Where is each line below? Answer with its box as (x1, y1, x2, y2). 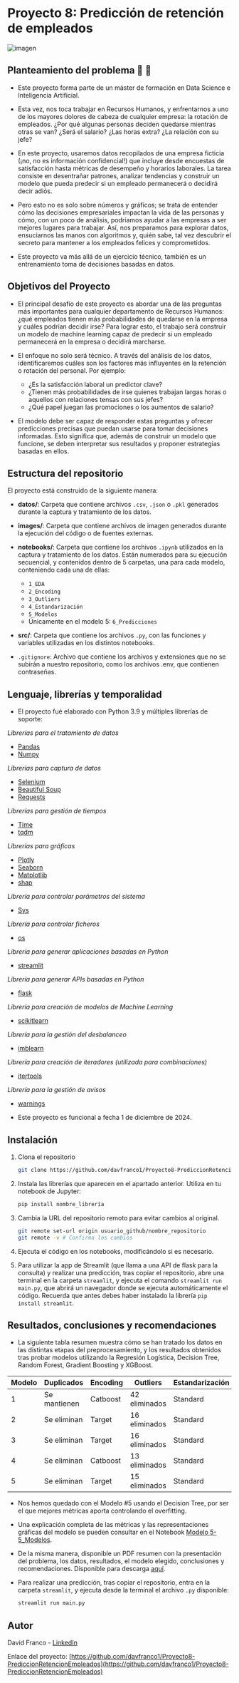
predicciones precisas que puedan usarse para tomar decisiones (17, 424, 208, 433)
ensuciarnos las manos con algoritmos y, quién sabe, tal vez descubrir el (17, 230, 231, 240)
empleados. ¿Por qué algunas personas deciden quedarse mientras (17, 120, 216, 128)
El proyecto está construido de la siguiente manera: (7, 486, 159, 495)
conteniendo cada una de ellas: (17, 565, 110, 575)
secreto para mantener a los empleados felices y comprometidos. (17, 238, 211, 247)
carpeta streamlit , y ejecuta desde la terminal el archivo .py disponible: (17, 1586, 229, 1595)
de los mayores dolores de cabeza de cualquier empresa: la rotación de (17, 112, 228, 120)
